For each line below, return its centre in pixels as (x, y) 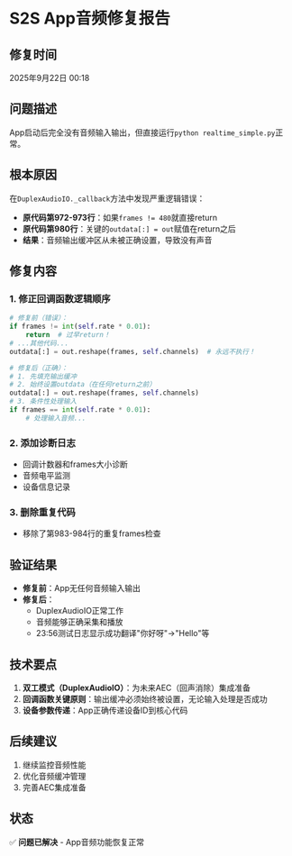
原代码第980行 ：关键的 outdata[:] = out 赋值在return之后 (129, 228)
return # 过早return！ (68, 335)
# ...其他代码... (39, 343)
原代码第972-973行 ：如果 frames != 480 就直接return (120, 217)
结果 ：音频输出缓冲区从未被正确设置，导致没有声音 (117, 240)
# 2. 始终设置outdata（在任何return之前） (82, 385)
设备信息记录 (46, 487)
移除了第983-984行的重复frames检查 (91, 533)
